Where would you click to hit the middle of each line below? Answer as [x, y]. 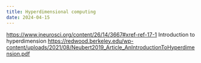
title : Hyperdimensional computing [51, 12]
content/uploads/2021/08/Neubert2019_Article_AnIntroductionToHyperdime [100, 47]
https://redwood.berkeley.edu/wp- [91, 41]
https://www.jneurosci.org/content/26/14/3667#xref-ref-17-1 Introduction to [101, 34]
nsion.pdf [18, 53]
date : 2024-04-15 [28, 17]
